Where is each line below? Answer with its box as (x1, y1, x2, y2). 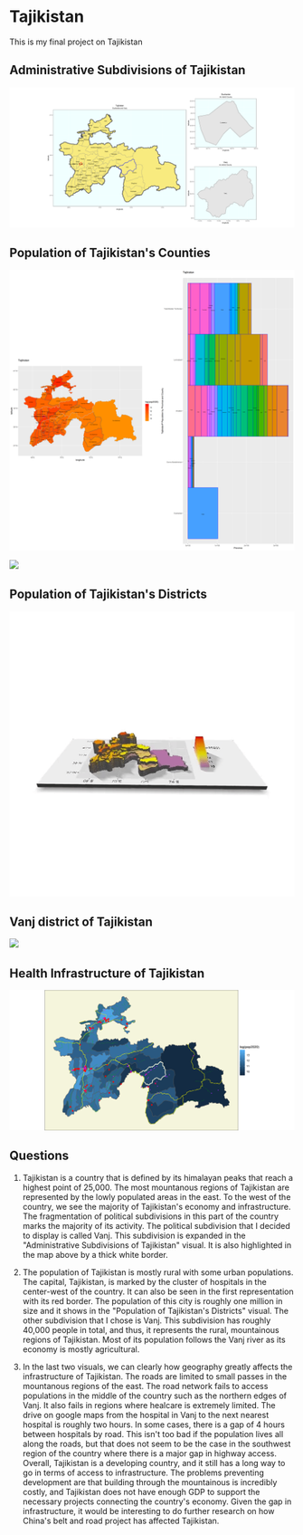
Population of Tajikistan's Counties (9, 245, 211, 261)
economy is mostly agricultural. (22, 1343, 140, 1355)
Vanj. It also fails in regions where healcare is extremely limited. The (22, 1399, 276, 1410)
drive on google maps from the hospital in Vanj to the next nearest (22, 1409, 270, 1420)
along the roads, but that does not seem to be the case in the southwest (22, 1438, 291, 1449)
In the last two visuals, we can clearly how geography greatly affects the (22, 1361, 293, 1372)
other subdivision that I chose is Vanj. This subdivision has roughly (22, 1315, 271, 1326)
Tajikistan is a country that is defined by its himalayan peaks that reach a (22, 1172, 294, 1183)
